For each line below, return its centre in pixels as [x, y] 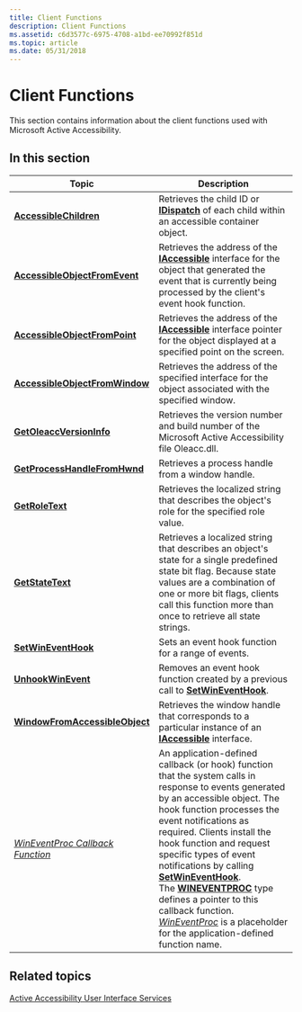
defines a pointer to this [209, 899]
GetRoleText [40, 506]
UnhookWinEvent [52, 678]
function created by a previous [223, 678]
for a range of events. [204, 653]
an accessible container [209, 221]
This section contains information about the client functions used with [138, 121]
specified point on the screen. [222, 352]
